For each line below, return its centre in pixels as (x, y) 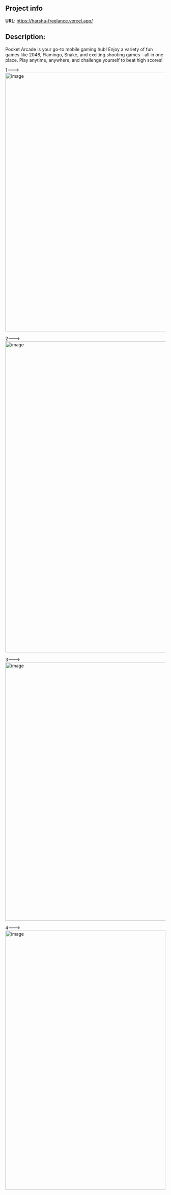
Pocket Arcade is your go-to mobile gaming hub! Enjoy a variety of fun (79, 49)
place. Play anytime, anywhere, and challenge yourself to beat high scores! (84, 60)
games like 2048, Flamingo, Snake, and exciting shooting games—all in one (84, 54)
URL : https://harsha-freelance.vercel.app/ (49, 20)
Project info (24, 8)
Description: (25, 37)
